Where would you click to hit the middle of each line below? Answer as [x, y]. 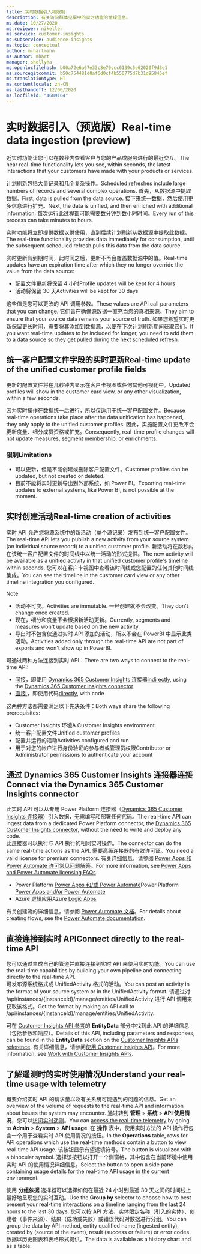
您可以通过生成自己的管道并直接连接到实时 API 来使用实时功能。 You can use [101, 964]
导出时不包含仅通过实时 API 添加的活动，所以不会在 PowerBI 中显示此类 [103, 634]
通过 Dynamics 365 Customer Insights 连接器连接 [100, 775]
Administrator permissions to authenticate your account [84, 754]
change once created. [42, 613]
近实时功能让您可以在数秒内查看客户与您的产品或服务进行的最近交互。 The [98, 157]
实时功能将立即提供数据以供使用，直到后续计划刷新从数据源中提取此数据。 [98, 232]
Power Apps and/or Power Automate [60, 892]
